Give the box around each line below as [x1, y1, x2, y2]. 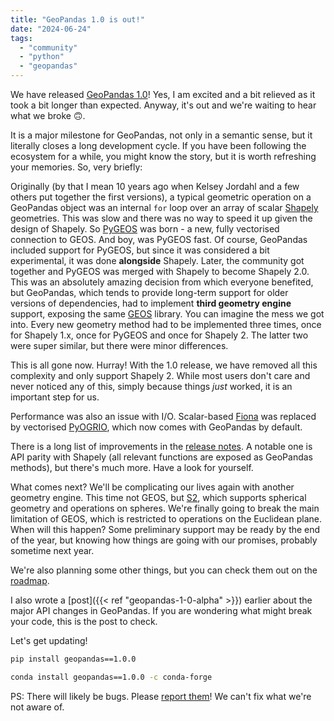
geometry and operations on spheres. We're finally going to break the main [10, 502, 320, 514]
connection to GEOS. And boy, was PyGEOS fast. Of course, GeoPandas [10, 234, 308, 245]
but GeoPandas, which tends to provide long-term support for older [10, 287, 289, 298]
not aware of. [10, 701, 65, 713]
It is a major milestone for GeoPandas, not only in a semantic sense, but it [10, 129, 313, 141]
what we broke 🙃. [10, 110, 86, 121]
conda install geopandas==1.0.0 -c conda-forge [10, 672, 213, 682]
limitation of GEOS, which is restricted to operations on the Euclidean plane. [10, 513, 322, 525]
